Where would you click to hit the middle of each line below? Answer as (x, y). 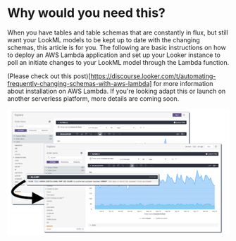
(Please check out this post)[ (49, 76)
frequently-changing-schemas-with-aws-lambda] (80, 83)
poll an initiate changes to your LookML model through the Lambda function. (118, 62)
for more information (183, 83)
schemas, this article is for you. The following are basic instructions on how (117, 47)
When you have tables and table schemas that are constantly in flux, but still (118, 32)
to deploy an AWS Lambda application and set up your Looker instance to (114, 55)
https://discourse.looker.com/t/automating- (153, 76)
